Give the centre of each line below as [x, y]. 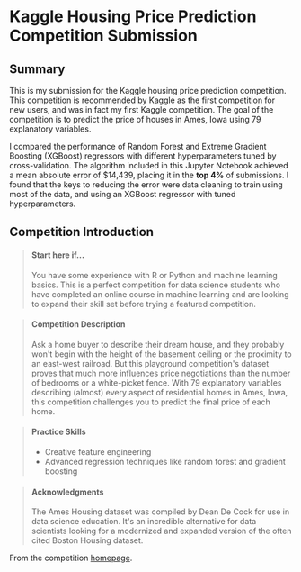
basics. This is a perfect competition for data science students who [156, 285]
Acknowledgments [67, 492]
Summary [37, 69]
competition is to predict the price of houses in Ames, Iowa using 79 [135, 119]
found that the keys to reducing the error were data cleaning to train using [146, 185]
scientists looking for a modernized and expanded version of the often [161, 531]
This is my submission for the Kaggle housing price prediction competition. [148, 91]
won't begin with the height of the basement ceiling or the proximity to [161, 354]
